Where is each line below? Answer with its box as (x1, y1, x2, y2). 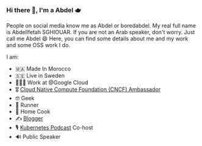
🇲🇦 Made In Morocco (15, 65, 71, 73)
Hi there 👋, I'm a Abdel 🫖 (6, 5, 81, 14)
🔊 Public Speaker (15, 133, 61, 141)
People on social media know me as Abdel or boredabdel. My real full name (6, 22, 197, 29)
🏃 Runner (15, 101, 39, 109)
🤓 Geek (15, 95, 35, 102)
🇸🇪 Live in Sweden (15, 72, 65, 79)
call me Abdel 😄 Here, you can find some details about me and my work (6, 35, 189, 42)
